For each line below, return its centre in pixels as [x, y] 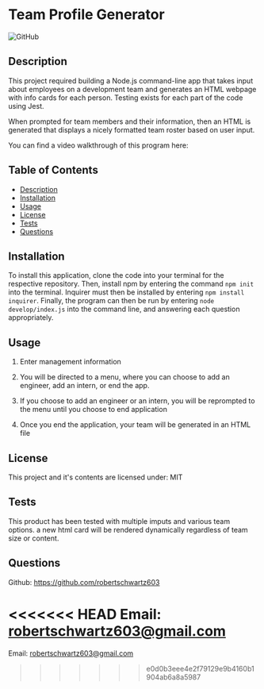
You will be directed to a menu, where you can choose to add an [124, 377]
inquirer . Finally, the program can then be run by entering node [111, 301]
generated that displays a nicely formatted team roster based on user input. [132, 129]
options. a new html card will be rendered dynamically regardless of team [128, 529]
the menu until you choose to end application [94, 410]
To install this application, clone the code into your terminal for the [116, 275]
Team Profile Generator [86, 15]
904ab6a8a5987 [174, 677]
